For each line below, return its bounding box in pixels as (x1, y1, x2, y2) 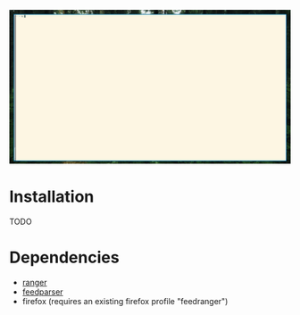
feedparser (21, 286, 64, 297)
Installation (9, 187, 95, 206)
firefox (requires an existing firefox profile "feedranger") (21, 295, 229, 306)
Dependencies (9, 247, 120, 268)
